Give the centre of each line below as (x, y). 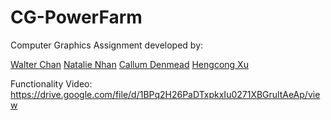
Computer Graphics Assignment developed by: (107, 45)
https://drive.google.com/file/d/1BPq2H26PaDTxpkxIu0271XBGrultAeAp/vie (165, 94)
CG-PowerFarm (76, 17)
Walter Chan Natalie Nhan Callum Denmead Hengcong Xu (129, 64)
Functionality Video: (51, 83)
